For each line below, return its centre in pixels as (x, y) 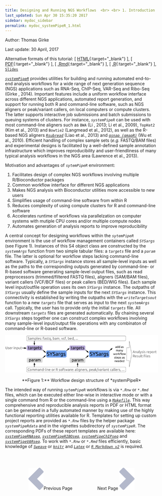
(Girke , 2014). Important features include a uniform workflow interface (76, 94)
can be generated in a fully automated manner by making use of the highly (80, 410)
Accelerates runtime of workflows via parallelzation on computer (77, 216)
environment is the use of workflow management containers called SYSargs (80, 241)
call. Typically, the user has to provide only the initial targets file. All (73, 308)
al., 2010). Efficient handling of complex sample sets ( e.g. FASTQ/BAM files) (81, 140)
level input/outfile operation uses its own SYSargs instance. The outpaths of (80, 287)
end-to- (143, 79)
